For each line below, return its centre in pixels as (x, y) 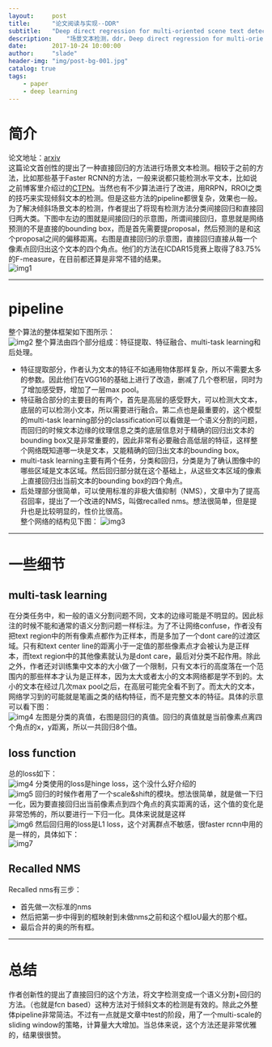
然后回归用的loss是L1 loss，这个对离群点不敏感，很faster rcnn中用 (146, 824)
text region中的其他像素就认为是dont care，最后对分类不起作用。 (138, 656)
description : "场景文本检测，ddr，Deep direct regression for (116, 38)
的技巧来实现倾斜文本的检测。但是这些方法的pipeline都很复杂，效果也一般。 (135, 199)
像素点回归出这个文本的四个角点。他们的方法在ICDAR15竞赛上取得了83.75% (135, 249)
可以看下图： (30, 707)
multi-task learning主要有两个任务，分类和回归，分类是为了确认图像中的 (140, 461)
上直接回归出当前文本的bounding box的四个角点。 (104, 481)
